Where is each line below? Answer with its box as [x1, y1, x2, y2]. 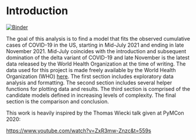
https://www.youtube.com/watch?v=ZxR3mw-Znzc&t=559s [6, 127, 152, 134]
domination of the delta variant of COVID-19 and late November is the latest [6, 54, 190, 61]
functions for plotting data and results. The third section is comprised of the [6, 85, 191, 92]
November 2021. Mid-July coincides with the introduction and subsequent [6, 47, 187, 54]
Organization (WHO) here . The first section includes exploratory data [6, 73, 174, 80]
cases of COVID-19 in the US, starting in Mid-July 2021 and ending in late [6, 41, 184, 48]
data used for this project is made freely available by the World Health [6, 66, 176, 73]
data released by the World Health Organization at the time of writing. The [6, 60, 186, 67]
